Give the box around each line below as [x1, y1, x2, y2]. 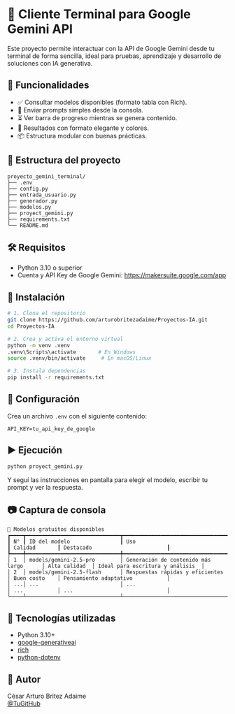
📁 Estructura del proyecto [7, 154, 121, 166]
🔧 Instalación [7, 291, 65, 303]
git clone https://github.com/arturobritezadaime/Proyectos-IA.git [7, 316, 208, 323]
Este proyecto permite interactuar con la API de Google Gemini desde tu [7, 44, 215, 52]
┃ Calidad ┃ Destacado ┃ [7, 544, 171, 551]
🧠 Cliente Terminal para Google [7, 6, 191, 22]
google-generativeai [17, 639, 77, 647]
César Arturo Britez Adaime [7, 692, 87, 700]
